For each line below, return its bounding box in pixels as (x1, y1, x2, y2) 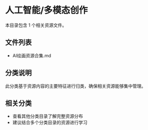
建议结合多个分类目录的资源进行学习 (12, 119, 88, 125)
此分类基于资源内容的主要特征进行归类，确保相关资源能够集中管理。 (5, 83, 146, 89)
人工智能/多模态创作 (5, 5, 88, 16)
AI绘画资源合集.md (12, 52, 52, 58)
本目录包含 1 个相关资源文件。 (5, 22, 67, 28)
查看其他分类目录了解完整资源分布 (12, 113, 83, 119)
